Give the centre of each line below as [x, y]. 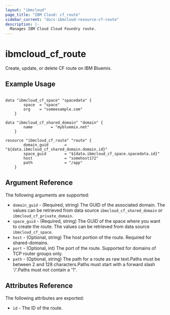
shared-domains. [30, 243]
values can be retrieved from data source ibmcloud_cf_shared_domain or [88, 210]
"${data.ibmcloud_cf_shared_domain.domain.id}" [57, 149]
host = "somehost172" [61, 158]
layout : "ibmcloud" [26, 10]
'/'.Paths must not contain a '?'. [45, 270]
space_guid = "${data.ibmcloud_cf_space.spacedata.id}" [92, 154]
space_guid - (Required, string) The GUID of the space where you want [87, 221]
